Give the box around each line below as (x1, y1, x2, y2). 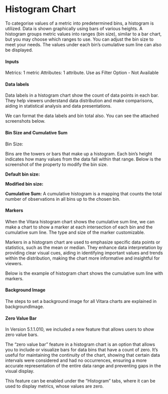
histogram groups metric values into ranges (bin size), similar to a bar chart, (5, 31, 162, 37)
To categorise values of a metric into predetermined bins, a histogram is (5, 20, 154, 26)
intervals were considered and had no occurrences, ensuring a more (5, 357, 147, 363)
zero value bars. (5, 332, 39, 338)
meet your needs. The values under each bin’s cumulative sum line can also (5, 41, 162, 47)
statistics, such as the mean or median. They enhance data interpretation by (5, 244, 162, 250)
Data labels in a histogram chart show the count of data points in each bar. (5, 92, 159, 99)
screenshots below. (5, 118, 46, 124)
